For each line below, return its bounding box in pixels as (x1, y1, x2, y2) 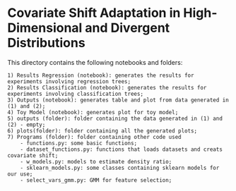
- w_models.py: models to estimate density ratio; (20, 158, 172, 165)
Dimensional (7, 20, 83, 36)
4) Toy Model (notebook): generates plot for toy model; (7, 109, 179, 116)
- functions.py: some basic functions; (20, 140, 138, 147)
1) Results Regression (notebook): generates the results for (7, 72, 194, 79)
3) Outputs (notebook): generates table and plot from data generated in (7, 97, 230, 104)
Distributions (7, 35, 86, 51)
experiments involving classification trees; (7, 90, 143, 97)
